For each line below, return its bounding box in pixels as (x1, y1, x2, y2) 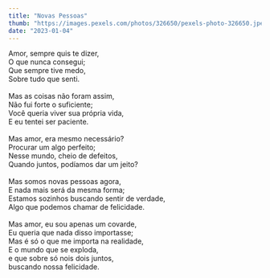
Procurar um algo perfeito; (8, 142, 96, 153)
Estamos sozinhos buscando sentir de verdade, (8, 194, 166, 203)
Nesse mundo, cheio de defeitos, (8, 151, 118, 161)
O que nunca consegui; (8, 57, 86, 67)
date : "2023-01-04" (8, 27, 74, 35)
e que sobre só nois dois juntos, (8, 254, 114, 264)
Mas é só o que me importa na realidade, (8, 236, 145, 246)
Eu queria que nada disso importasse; (8, 228, 134, 238)
